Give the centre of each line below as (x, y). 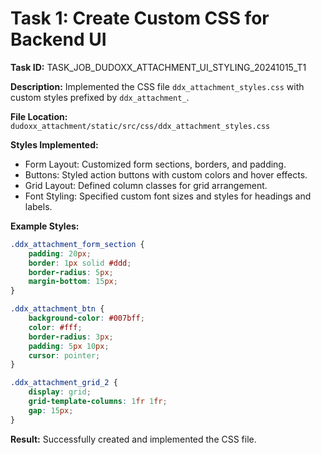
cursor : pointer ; (64, 355)
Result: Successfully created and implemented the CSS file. (133, 439)
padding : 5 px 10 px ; (69, 346)
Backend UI (58, 39)
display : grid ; (60, 392)
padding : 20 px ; (60, 253)
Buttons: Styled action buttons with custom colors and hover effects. (166, 174)
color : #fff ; (55, 327)
